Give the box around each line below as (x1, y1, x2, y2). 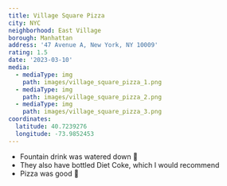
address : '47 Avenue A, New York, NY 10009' (8, 41, 159, 49)
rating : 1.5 (8, 48, 48, 56)
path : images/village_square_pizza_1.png (22, 78, 162, 86)
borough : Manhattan (8, 33, 73, 42)
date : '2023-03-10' (8, 56, 73, 64)
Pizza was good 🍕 (19, 169, 80, 178)
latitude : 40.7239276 (15, 122, 88, 130)
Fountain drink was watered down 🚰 (19, 152, 138, 161)
